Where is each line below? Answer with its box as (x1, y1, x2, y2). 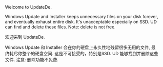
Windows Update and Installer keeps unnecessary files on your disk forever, (5, 14, 159, 19)
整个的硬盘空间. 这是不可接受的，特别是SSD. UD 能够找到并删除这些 (21, 51, 159, 56)
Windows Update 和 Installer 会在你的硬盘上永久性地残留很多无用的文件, (5, 45, 150, 50)
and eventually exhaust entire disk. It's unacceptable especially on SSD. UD (5, 19, 157, 24)
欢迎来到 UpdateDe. (5, 34, 45, 40)
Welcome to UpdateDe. (5, 4, 52, 10)
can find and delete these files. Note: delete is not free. (5, 24, 116, 30)
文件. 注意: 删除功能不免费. (5, 57, 59, 63)
